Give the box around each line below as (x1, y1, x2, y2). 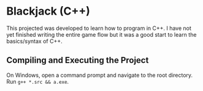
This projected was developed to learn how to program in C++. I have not (6, 24, 192, 32)
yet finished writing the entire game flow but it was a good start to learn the (6, 31, 197, 38)
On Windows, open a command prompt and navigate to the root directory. (6, 71, 193, 79)
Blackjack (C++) (6, 4, 91, 18)
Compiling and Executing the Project (6, 55, 149, 65)
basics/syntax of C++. (6, 37, 63, 45)
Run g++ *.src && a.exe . (6, 78, 69, 85)
